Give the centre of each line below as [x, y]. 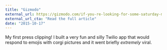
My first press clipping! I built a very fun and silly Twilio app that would [77, 37]
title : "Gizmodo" [23, 10]
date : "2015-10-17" [25, 23]
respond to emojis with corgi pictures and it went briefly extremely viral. [79, 43]
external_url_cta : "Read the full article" [51, 19]
